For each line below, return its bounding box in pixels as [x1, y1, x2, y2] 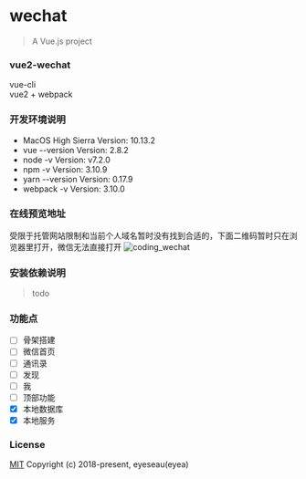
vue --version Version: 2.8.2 [22, 144, 130, 155]
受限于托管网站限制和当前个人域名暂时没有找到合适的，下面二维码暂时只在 [9, 230, 290, 241]
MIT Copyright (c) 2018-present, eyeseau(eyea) [9, 459, 189, 470]
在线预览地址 [9, 207, 67, 220]
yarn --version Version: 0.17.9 [22, 173, 134, 184]
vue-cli [9, 79, 37, 90]
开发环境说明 [9, 113, 67, 126]
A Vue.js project [31, 36, 93, 47]
